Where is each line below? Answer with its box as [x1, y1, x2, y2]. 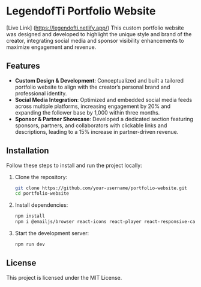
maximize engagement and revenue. [6, 43, 97, 51]
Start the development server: [14, 230, 89, 237]
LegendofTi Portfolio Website [6, 4, 156, 18]
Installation [6, 146, 49, 156]
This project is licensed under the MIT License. [6, 274, 122, 281]
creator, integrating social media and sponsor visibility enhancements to [6, 37, 184, 44]
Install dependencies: [14, 201, 68, 209]
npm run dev [14, 241, 45, 248]
